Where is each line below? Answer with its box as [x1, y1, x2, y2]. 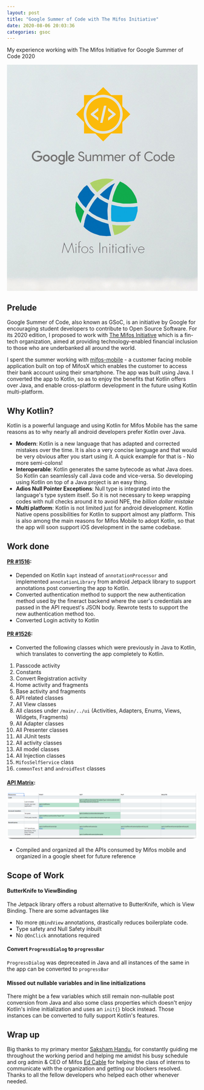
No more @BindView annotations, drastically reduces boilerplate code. [15, 919, 188, 926]
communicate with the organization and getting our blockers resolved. [7, 1065, 182, 1072]
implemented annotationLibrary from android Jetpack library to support [15, 578, 196, 585]
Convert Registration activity [15, 675, 87, 682]
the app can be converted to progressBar [7, 965, 110, 973]
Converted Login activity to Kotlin [15, 616, 99, 623]
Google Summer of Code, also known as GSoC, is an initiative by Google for [7, 318, 196, 326]
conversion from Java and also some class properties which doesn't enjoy [7, 999, 192, 1006]
